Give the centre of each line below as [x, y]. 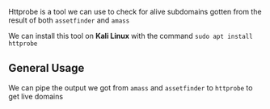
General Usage [46, 68]
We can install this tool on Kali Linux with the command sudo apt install [131, 36]
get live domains [36, 96]
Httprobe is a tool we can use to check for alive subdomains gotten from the [135, 12]
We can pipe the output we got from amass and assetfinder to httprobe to [131, 87]
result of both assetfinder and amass [69, 20]
